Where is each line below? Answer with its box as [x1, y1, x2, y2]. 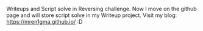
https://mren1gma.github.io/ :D [6, 18, 83, 25]
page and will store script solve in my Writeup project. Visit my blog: [6, 12, 177, 19]
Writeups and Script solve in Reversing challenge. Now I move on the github [6, 5, 197, 12]
